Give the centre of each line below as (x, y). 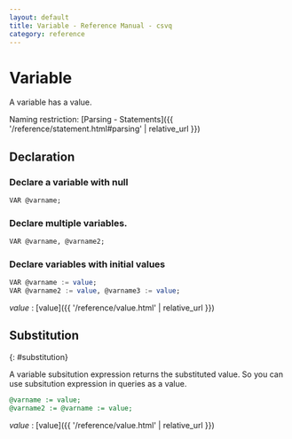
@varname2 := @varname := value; (71, 408)
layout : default (39, 17)
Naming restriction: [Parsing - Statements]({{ (91, 120)
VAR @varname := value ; (53, 283)
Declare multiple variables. (68, 223)
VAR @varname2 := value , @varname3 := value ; (95, 291)
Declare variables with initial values (87, 264)
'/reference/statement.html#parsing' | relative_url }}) (105, 129)
